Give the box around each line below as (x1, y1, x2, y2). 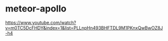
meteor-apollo (5, 3, 67, 14)
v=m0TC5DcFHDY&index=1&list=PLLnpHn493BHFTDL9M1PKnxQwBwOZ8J (5, 24, 163, 30)
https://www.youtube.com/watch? (5, 19, 76, 25)
